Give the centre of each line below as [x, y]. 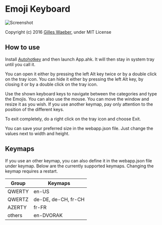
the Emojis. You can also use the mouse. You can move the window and [77, 99]
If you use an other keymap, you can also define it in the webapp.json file [79, 160]
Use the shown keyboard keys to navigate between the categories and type [81, 93]
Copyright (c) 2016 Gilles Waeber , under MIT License [58, 32]
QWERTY [18, 191]
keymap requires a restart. [31, 171]
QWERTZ [18, 199]
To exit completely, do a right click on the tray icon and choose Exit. [73, 119]
